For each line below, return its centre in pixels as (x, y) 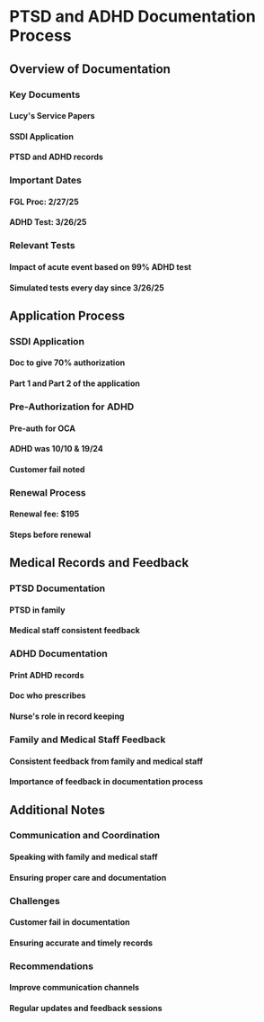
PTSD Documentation (57, 588)
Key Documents (45, 94)
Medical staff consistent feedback (75, 631)
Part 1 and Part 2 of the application (75, 383)
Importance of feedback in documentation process (106, 782)
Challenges (35, 901)
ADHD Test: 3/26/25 (48, 222)
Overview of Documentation (90, 69)
